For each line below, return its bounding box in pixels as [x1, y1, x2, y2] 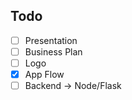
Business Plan [24, 45, 83, 58]
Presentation [24, 34, 78, 46]
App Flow [24, 69, 65, 80]
